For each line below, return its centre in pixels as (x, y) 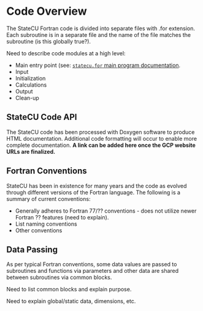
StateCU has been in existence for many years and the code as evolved (97, 186)
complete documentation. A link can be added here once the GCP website (101, 145)
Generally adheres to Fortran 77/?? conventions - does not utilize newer (106, 211)
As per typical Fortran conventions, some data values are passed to (92, 264)
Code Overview (47, 11)
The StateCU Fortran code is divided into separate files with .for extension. (101, 28)
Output (24, 91)
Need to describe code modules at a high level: (66, 53)
